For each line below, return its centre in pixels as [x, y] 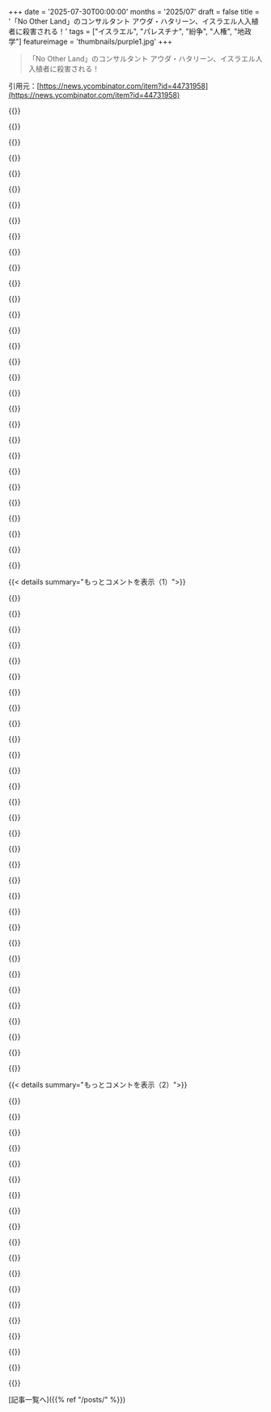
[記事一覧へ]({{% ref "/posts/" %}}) [67, 1399]
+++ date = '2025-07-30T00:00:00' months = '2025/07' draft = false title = [134, 12]
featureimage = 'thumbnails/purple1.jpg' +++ [97, 41]
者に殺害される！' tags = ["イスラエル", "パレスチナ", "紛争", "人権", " [123, 31]
